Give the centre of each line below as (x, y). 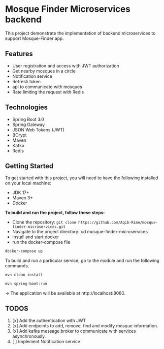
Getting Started (29, 166)
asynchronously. (29, 336)
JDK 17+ (21, 192)
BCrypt (19, 135)
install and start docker (35, 237)
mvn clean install (24, 275)
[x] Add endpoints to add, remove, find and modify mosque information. (85, 325)
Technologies (27, 108)
